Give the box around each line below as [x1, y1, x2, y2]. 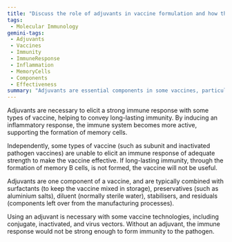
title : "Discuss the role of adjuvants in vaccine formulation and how [7, 10, 217, 17]
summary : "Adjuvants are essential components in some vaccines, [7, 87, 199, 94]
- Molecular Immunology [10, 23, 79, 30]
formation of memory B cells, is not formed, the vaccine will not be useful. [7, 164, 217, 172]
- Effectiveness [10, 81, 57, 88]
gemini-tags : [7, 29, 45, 37]
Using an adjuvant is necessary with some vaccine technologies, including [7, 212, 220, 221]
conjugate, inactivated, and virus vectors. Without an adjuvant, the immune [7, 220, 221, 228]
